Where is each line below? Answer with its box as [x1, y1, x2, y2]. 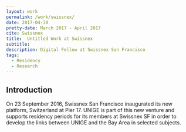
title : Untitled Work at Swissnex [6, 36, 93, 42]
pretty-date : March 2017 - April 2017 [6, 25, 101, 31]
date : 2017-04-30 [6, 19, 49, 25]
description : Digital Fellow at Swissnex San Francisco [6, 47, 146, 53]
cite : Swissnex [6, 31, 43, 36]
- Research [11, 63, 38, 69]
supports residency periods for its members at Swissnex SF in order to [6, 113, 177, 120]
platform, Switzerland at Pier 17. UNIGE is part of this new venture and [6, 107, 175, 114]
